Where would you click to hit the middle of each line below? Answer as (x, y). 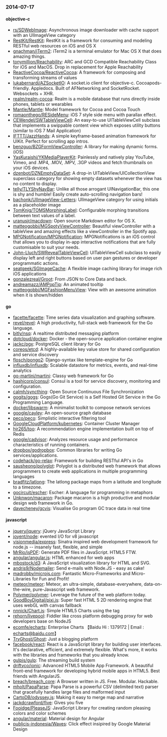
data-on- (153, 584)
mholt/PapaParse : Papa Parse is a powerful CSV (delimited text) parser (85, 687)
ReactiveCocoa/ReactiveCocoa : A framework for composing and (79, 72)
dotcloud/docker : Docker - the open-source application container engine (87, 339)
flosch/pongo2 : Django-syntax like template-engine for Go (73, 360)
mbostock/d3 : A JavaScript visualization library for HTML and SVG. (82, 563)
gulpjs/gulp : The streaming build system (54, 660)
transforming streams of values (45, 78)
